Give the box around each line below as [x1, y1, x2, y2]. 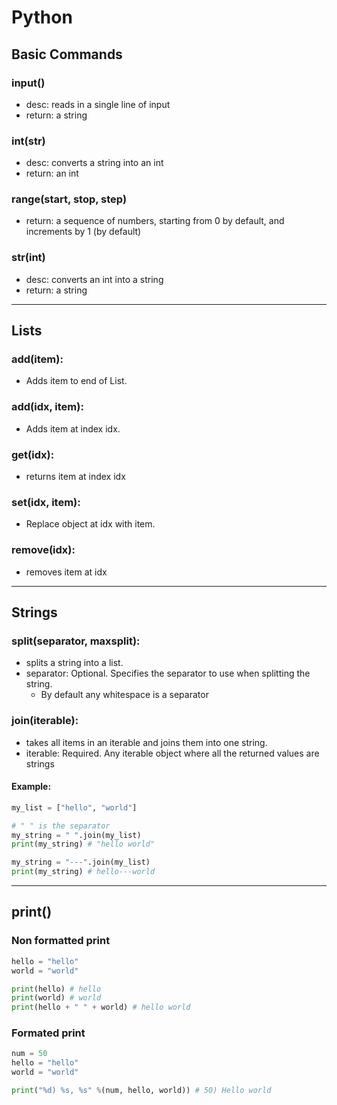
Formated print [11, 1026, 86, 1040]
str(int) [11, 251, 46, 265]
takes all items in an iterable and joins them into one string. [25, 736, 268, 748]
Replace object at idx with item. [25, 518, 156, 530]
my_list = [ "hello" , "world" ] [11, 802, 138, 813]
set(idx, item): [11, 495, 81, 509]
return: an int [25, 167, 79, 180]
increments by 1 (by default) [25, 226, 142, 238]
